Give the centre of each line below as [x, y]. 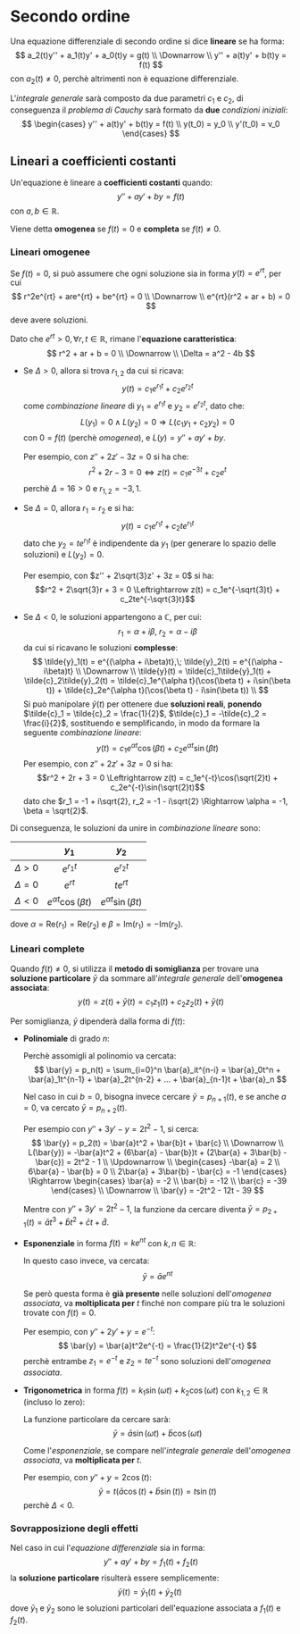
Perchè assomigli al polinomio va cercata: [100, 1055]
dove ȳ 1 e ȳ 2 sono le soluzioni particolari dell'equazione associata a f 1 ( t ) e [146, 1609]
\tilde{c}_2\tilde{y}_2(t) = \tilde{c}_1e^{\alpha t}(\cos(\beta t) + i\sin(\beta [158, 680]
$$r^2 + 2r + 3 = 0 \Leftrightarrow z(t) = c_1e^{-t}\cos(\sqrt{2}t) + [157, 778]
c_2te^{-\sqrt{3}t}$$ [158, 599]
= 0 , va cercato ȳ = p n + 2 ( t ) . [75, 1109]
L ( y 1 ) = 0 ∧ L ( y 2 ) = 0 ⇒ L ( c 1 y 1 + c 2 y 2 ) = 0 [157, 423]
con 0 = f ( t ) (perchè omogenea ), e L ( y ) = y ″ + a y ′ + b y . [124, 438]
